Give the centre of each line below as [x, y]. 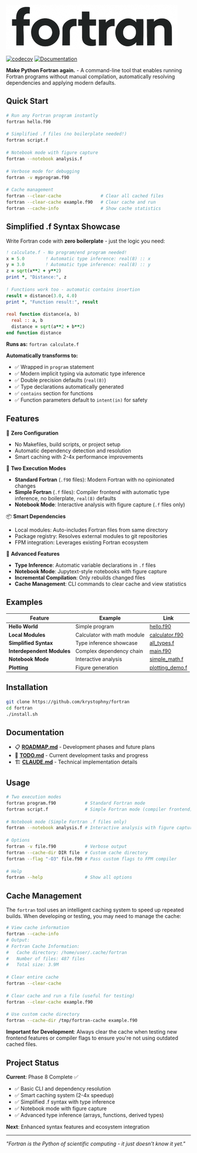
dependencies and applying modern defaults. [61, 83]
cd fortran [19, 708]
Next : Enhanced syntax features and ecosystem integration [78, 1127]
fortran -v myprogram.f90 [38, 177]
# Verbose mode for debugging [43, 171]
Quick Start [27, 101]
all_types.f [162, 643]
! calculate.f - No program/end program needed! [67, 252]
